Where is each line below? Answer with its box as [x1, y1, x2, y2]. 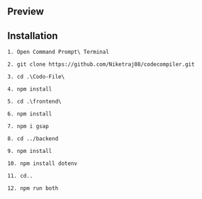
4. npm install [7, 86, 52, 93]
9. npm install [7, 148, 52, 155]
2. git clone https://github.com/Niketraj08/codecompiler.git [7, 61, 195, 68]
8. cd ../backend [7, 135, 59, 142]
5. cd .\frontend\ [7, 98, 62, 106]
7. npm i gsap [7, 123, 50, 130]
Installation [7, 30, 58, 42]
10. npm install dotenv [7, 160, 78, 167]
